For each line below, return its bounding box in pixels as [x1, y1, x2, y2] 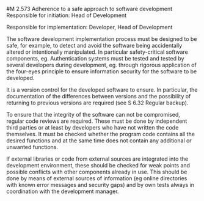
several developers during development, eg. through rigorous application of [6, 61, 197, 68]
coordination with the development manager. [6, 188, 119, 195]
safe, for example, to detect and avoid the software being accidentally [6, 42, 183, 49]
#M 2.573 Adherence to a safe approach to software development [6, 5, 173, 12]
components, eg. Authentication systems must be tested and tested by [6, 55, 184, 62]
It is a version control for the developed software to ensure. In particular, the [6, 86, 198, 93]
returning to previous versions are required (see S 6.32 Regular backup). [6, 99, 189, 106]
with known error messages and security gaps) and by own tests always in [6, 181, 194, 188]
